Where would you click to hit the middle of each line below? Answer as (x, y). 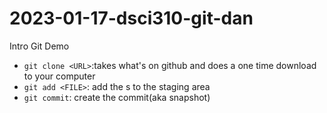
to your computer (59, 76)
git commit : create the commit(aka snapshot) (117, 97)
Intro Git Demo (39, 46)
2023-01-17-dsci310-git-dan (131, 18)
